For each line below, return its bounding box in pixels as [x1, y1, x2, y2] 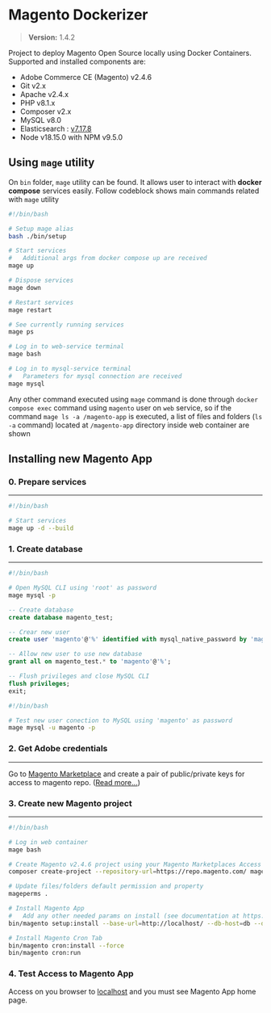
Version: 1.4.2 [27, 32, 75, 42]
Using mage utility [8, 156, 95, 170]
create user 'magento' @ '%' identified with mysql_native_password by [8, 636, 248, 644]
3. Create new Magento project [8, 797, 132, 809]
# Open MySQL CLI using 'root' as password [8, 584, 157, 592]
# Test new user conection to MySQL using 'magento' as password [8, 717, 232, 725]
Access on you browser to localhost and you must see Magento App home [8, 986, 256, 996]
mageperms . [8, 890, 48, 898]
